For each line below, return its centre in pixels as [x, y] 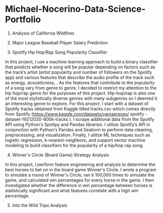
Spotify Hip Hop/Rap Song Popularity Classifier [60, 52]
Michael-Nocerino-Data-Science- [75, 9]
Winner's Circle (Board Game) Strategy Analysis [60, 155]
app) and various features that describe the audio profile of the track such [80, 77]
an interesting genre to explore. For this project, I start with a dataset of [77, 103]
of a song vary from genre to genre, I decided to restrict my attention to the [81, 88]
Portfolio [23, 19]
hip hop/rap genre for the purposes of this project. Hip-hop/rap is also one [80, 93]
